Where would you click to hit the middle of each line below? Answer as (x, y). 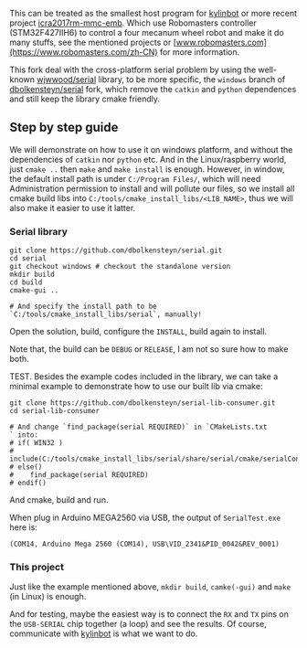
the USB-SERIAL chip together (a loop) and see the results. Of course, (138, 624)
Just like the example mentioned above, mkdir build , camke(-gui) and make (150, 587)
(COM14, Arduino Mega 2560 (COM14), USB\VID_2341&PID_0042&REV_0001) (145, 544)
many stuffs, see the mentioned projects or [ (93, 42)
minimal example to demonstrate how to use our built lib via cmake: (136, 387)
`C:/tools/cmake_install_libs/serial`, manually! (106, 314)
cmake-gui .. (34, 291)
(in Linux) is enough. (48, 597)
